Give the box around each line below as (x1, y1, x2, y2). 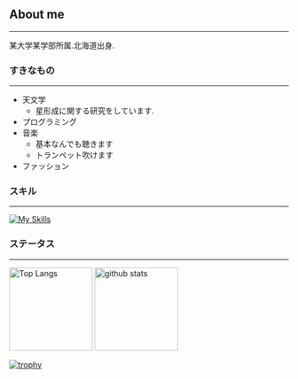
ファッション (21, 161, 69, 172)
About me (9, 7, 65, 22)
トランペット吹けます (35, 150, 114, 160)
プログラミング (21, 117, 77, 128)
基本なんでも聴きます (35, 139, 114, 150)
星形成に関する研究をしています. (35, 105, 155, 116)
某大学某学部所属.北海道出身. (9, 40, 115, 50)
